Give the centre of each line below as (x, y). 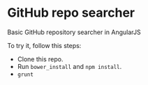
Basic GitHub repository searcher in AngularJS (74, 32)
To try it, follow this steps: (44, 45)
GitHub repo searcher (71, 13)
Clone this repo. (40, 59)
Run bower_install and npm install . (69, 66)
